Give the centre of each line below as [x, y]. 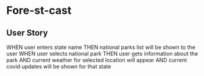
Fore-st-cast [39, 11]
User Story [27, 33]
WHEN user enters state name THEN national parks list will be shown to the [101, 47]
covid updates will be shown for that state [59, 66]
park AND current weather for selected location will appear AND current [97, 60]
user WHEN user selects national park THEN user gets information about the [102, 54]
